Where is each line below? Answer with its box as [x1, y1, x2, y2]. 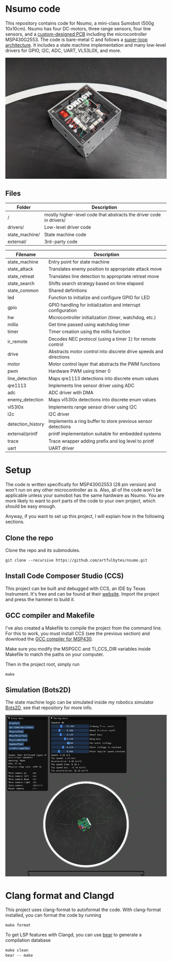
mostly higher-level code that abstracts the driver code [44, 212, 161, 217]
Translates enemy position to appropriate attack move [48, 266, 162, 272]
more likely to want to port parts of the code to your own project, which [5, 498, 156, 504]
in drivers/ [44, 217, 66, 223]
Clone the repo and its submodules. [5, 547, 80, 553]
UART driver [48, 445, 75, 451]
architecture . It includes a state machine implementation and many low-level [5, 42, 166, 48]
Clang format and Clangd [5, 890, 114, 901]
